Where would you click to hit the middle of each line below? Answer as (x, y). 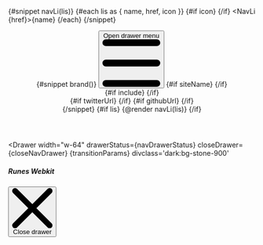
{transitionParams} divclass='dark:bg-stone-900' (149, 153)
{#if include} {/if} (132, 92)
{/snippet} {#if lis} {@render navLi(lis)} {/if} (132, 109)
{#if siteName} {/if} (197, 84)
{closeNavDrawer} (38, 153)
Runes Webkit (31, 171)
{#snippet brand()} (66, 84)
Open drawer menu (131, 36)
